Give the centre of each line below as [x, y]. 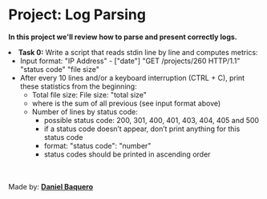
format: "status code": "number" [97, 145]
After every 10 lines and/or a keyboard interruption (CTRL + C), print [132, 78]
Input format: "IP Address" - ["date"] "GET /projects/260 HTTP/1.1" [130, 61]
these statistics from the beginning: [79, 86]
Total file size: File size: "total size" [89, 94]
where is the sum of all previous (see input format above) [126, 103]
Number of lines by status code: [85, 111]
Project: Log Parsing [77, 15]
